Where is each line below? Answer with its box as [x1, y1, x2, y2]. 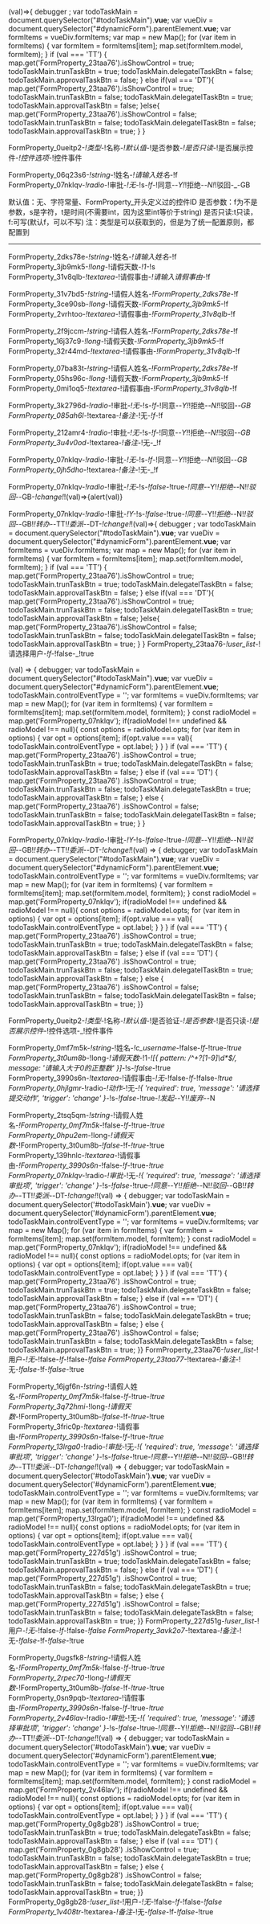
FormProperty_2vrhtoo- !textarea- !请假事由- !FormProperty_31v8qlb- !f [8, 309, 236, 318]
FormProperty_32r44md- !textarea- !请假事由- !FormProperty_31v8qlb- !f [8, 346, 240, 356]
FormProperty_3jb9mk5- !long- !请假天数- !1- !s [8, 262, 156, 272]
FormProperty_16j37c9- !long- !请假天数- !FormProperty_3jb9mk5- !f [8, 337, 224, 346]
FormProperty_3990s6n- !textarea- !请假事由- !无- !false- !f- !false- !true [8, 1073, 233, 1083]
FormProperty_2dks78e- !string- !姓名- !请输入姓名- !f [8, 252, 177, 261]
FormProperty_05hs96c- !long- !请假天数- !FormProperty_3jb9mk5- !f [8, 374, 229, 383]
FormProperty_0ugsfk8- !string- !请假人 [8, 1653, 135, 1662]
